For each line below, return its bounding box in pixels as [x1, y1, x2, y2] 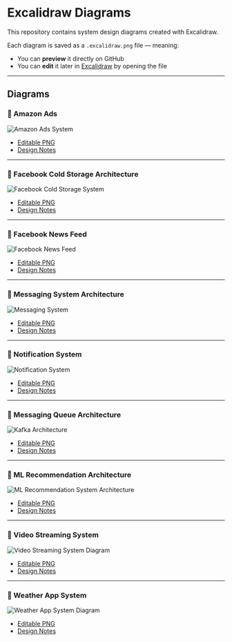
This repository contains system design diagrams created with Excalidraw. [7, 28, 219, 36]
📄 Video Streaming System [7, 530, 99, 540]
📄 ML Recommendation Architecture [7, 470, 132, 480]
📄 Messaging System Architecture [7, 290, 124, 299]
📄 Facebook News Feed [7, 229, 88, 239]
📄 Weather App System [7, 590, 87, 600]
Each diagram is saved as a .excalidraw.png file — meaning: [7, 41, 180, 49]
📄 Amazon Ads [7, 109, 57, 119]
